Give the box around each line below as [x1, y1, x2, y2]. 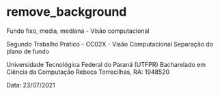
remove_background [6, 4, 127, 20]
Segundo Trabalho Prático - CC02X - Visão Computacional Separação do [6, 40, 213, 48]
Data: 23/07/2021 [6, 81, 55, 89]
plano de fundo [6, 47, 49, 55]
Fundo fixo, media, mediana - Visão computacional [6, 27, 150, 35]
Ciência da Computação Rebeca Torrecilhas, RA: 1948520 [6, 68, 170, 76]
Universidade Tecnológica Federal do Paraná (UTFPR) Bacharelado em [6, 60, 206, 68]
